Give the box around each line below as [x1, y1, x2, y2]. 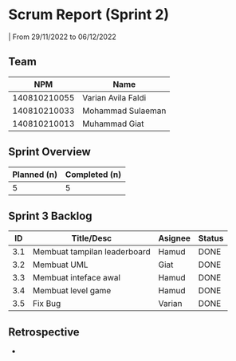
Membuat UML [33, 259, 89, 270]
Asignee [158, 233, 191, 244]
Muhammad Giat [82, 118, 144, 129]
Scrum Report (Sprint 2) [8, 6, 170, 24]
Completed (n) [65, 169, 122, 180]
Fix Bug [33, 298, 61, 309]
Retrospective [8, 325, 80, 339]
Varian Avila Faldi [82, 92, 147, 103]
